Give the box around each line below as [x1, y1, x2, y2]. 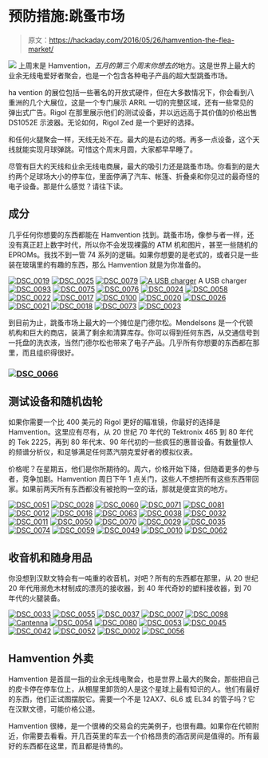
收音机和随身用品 [8, 550, 93, 564]
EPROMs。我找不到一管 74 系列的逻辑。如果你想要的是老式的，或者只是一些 [8, 249, 259, 260]
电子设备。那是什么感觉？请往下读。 [8, 181, 128, 191]
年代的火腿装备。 [8, 593, 65, 603]
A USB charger [198, 276, 247, 285]
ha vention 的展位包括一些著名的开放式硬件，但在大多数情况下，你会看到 [8, 87, 247, 97]
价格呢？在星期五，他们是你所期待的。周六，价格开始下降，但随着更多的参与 [8, 464, 260, 474]
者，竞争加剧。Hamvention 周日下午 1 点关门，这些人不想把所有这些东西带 [8, 474, 253, 484]
